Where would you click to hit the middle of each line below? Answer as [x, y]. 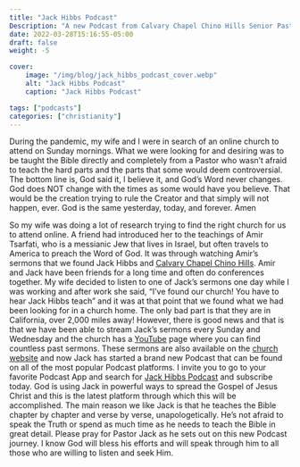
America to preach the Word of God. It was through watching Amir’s [134, 254]
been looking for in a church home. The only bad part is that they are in [140, 311]
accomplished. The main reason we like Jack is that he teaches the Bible [143, 405]
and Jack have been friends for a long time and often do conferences [137, 272]
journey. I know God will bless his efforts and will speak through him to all [144, 444]
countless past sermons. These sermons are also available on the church [144, 348]
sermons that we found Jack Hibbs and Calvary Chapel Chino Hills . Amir [142, 263]
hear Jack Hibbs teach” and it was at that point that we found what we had [146, 301]
